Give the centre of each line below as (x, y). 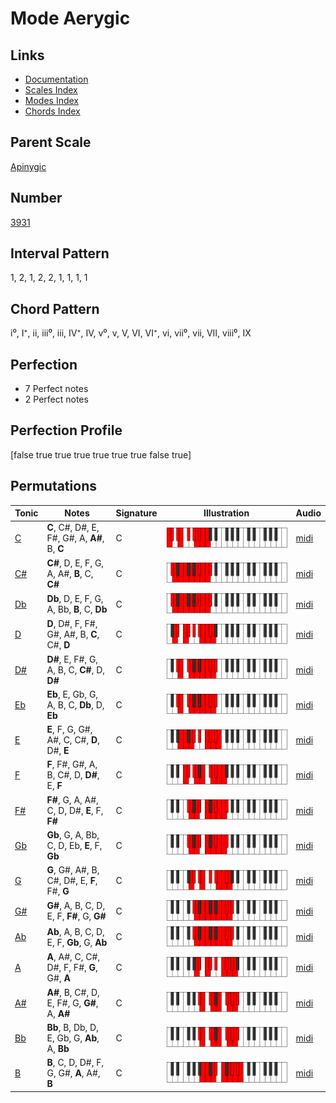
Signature (136, 513)
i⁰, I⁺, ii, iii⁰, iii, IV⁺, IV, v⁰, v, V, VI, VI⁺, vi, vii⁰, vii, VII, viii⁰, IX (131, 333)
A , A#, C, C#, (73, 957)
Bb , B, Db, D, (72, 1027)
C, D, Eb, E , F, (74, 845)
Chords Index (52, 111)
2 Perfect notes (56, 399)
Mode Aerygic (70, 18)
